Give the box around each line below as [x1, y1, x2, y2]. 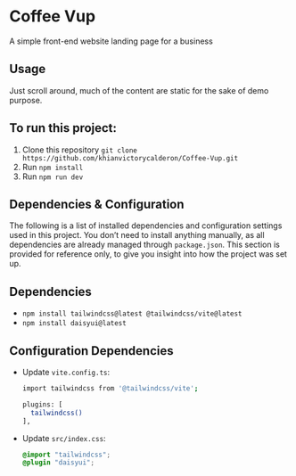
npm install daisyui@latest [21, 319, 127, 328]
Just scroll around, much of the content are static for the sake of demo [9, 85, 269, 95]
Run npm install [21, 161, 84, 172]
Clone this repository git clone [21, 144, 138, 155]
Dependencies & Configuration [9, 196, 185, 211]
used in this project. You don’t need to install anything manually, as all [9, 230, 265, 241]
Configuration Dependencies [9, 343, 174, 358]
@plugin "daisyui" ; [21, 458, 95, 467]
